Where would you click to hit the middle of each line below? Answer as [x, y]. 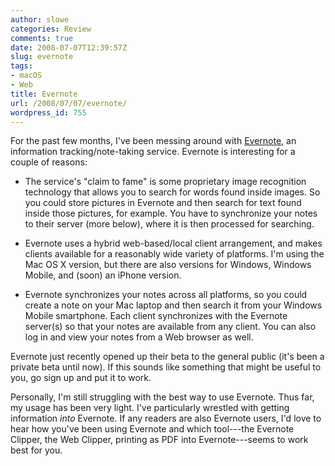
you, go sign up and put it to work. [81, 378]
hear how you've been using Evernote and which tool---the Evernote [152, 429]
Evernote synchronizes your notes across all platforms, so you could [166, 295]
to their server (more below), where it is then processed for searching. [169, 224]
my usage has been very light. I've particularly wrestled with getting [150, 408]
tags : [21, 66]
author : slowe [40, 19]
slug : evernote [42, 57]
